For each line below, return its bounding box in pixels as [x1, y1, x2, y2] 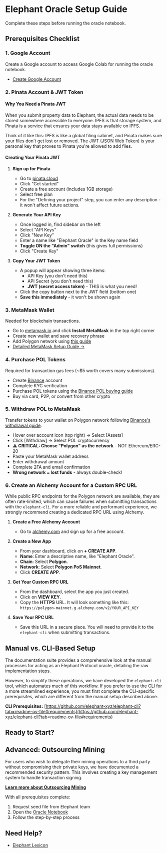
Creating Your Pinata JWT [5, 154, 60, 161]
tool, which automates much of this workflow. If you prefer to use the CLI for [5, 683, 162, 689]
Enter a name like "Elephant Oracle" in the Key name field [19, 237, 138, 243]
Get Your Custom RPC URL [12, 579, 68, 585]
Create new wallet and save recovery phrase [12, 333, 105, 339]
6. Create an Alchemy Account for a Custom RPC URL [5, 482, 137, 489]
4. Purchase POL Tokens [5, 356, 66, 363]
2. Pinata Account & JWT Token [5, 89, 83, 96]
